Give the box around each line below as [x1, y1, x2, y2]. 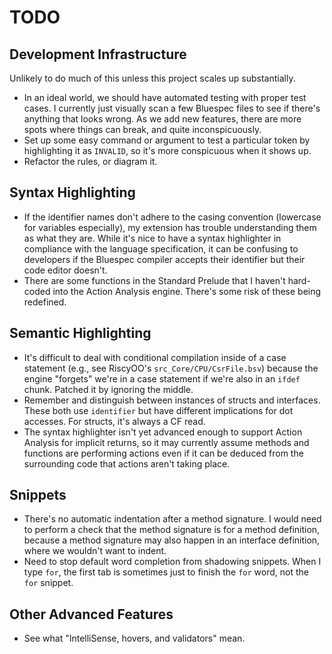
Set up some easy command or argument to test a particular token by [23, 134, 311, 146]
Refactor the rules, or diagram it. [23, 156, 158, 167]
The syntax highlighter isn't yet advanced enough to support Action [23, 426, 303, 438]
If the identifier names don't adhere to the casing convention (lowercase [23, 211, 322, 223]
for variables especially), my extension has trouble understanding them [23, 221, 317, 233]
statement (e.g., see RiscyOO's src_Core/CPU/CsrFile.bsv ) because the [23, 362, 319, 374]
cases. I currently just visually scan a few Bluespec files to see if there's [23, 102, 321, 114]
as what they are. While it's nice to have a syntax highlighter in [23, 232, 282, 244]
